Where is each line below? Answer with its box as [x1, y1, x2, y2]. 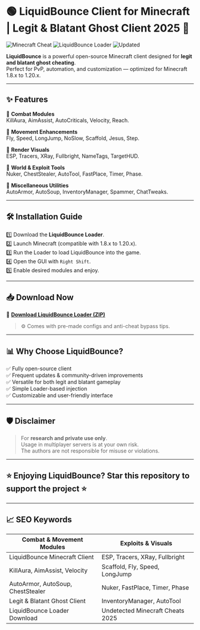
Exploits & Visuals [120, 539, 173, 547]
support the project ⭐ [6, 484, 87, 494]
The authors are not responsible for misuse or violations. [20, 447, 160, 454]
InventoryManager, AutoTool [101, 597, 182, 605]
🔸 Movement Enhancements [6, 128, 78, 135]
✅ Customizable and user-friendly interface [6, 392, 113, 399]
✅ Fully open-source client [6, 365, 72, 372]
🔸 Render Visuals [6, 146, 49, 153]
